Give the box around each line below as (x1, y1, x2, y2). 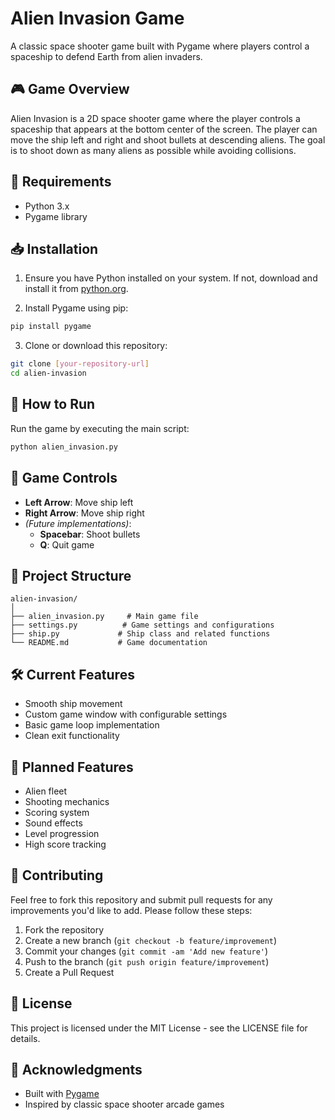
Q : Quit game (39, 538, 95, 551)
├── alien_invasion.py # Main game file (10, 612, 199, 622)
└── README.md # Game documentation (10, 638, 208, 648)
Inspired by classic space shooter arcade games (24, 1098, 225, 1111)
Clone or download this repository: (24, 340, 168, 352)
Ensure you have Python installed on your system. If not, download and (24, 272, 318, 284)
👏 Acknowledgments (10, 1061, 143, 1078)
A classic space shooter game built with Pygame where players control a (10, 40, 310, 52)
